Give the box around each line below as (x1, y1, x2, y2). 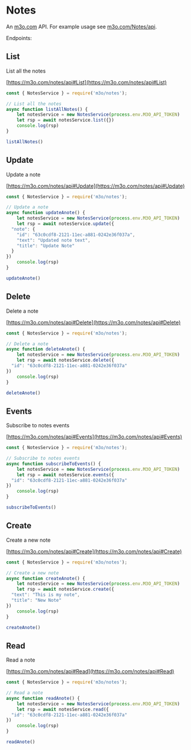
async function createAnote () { (6, 575, 85, 581)
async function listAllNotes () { (6, 106, 88, 112)
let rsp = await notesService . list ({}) (16, 117, 115, 123)
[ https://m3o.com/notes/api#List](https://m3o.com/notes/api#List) (6, 78, 167, 86)
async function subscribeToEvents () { (6, 461, 101, 467)
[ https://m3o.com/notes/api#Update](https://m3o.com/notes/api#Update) (6, 182, 185, 189)
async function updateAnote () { (6, 210, 85, 216)
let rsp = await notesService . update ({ (16, 221, 115, 227)
